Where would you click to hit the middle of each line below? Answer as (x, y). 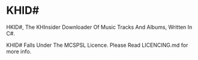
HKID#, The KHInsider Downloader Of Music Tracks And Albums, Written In (99, 27)
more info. (19, 51)
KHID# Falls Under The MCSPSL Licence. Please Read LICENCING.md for (97, 45)
